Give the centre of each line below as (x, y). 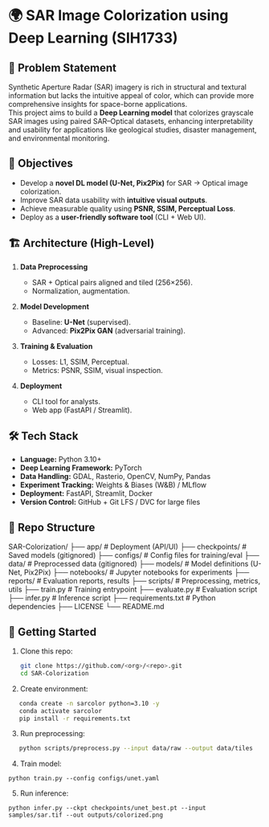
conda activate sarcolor (61, 711)
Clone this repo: (46, 651)
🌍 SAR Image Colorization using (118, 16)
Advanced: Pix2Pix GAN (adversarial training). (109, 330)
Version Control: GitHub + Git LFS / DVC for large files (110, 502)
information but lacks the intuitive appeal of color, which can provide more (131, 96)
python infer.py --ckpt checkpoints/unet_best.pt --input (107, 809)
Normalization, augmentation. (81, 291)
